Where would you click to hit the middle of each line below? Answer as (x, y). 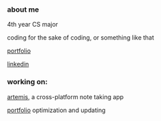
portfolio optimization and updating (56, 110)
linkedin (18, 64)
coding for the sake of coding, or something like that (81, 38)
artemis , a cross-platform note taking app (65, 96)
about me (23, 10)
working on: (27, 82)
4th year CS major (33, 25)
